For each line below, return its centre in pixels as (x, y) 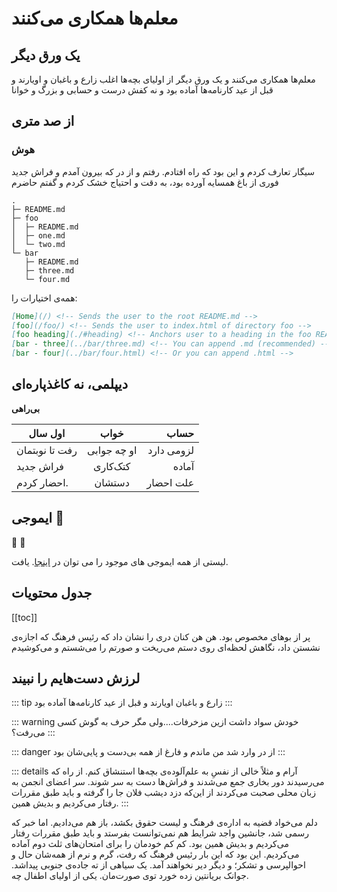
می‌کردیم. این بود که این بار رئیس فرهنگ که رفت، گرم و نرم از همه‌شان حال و (155, 854)
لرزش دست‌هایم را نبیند (76, 678)
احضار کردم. (42, 482)
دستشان (112, 482)
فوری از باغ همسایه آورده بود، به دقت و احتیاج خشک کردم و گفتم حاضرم (145, 182)
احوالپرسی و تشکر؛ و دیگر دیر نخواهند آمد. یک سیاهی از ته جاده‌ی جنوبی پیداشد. (158, 865)
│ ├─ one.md (38, 235)
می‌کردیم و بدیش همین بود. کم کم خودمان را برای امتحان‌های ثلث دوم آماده (150, 844)
